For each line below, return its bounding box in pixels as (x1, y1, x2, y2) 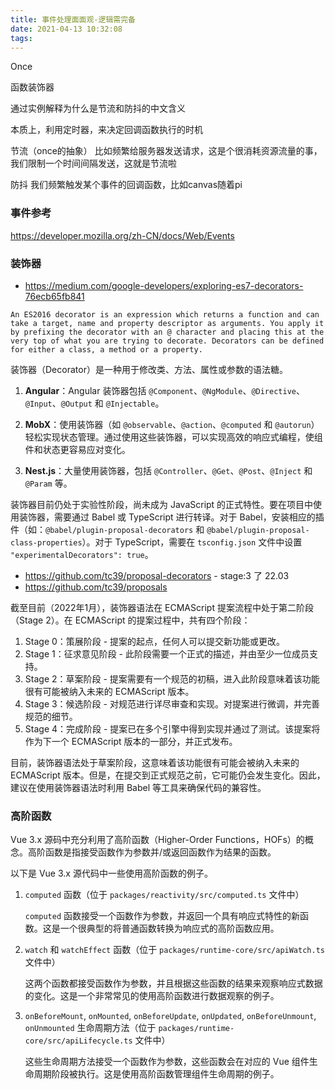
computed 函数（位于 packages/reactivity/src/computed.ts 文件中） (24, 889, 305, 901)
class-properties (10, 537, 83, 548)
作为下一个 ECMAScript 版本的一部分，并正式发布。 (24, 735, 238, 747)
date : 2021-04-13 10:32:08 (10, 24, 123, 34)
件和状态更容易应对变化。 (24, 443, 131, 455)
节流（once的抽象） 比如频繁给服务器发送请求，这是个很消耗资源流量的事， (10, 145, 323, 157)
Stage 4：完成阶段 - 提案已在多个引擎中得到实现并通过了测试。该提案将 (24, 722, 321, 735)
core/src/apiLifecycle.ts (24, 1036, 133, 1046)
